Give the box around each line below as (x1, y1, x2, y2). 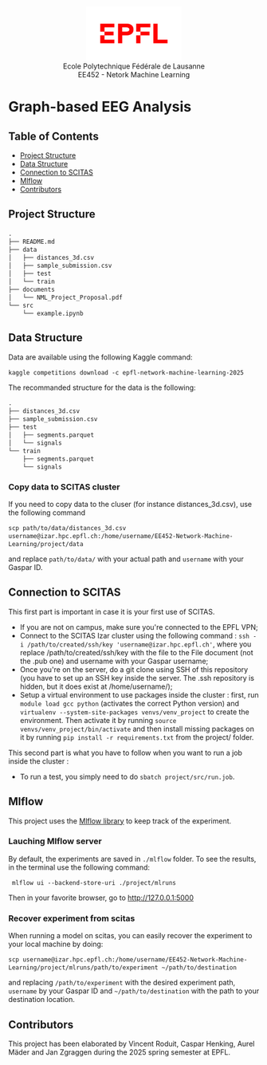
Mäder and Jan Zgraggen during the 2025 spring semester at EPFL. (8, 1047, 231, 1057)
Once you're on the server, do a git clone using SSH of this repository (19, 664, 249, 674)
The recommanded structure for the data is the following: (8, 383, 197, 392)
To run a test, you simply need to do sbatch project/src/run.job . (19, 772, 235, 781)
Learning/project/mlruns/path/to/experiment (8, 964, 159, 972)
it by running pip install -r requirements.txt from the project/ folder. (19, 732, 254, 742)
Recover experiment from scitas (8, 913, 135, 924)
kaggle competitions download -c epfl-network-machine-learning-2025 (8, 368, 245, 376)
